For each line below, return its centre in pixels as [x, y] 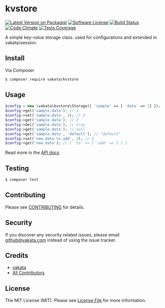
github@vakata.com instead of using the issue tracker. [61, 240]
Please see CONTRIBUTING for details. [45, 207]
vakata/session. [21, 42]
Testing [17, 168]
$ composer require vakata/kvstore [42, 79]
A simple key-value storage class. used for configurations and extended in [81, 37]
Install [15, 58]
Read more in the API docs [32, 153]
